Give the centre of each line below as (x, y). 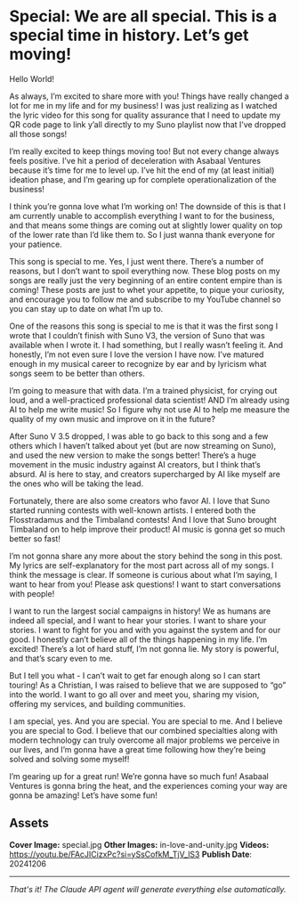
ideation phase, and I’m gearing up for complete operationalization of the (143, 179)
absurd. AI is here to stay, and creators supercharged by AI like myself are (145, 474)
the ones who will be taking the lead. (77, 484)
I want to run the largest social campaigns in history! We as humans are (140, 611)
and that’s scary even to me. (61, 658)
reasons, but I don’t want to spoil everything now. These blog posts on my (145, 271)
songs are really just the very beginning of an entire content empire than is (146, 280)
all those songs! (38, 134)
